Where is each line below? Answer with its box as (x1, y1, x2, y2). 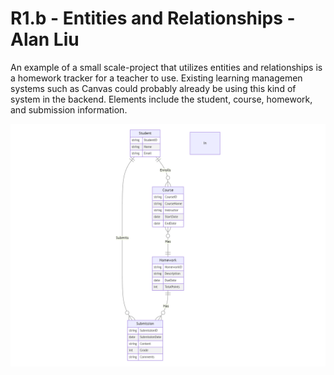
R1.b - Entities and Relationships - (10, 7, 296, 30)
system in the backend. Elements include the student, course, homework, (10, 93, 313, 105)
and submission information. (10, 103, 128, 116)
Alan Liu (10, 28, 80, 51)
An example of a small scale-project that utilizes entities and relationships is (10, 61, 323, 73)
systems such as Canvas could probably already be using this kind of (10, 82, 297, 94)
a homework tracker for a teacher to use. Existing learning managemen (10, 72, 303, 84)
